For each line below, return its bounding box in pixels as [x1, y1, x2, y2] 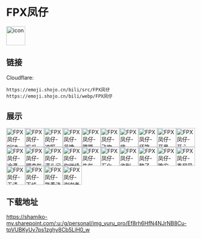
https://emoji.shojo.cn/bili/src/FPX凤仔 [6, 87, 110, 93]
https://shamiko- [6, 213, 48, 221]
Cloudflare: [6, 74, 34, 81]
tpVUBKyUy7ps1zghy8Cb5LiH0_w [6, 226, 91, 234]
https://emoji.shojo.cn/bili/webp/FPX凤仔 [6, 93, 113, 99]
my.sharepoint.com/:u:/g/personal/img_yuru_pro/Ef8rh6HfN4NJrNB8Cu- [6, 220, 187, 227]
